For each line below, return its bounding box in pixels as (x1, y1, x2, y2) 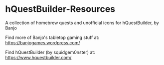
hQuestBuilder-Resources (5, 3, 116, 15)
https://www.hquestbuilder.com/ (5, 54, 72, 60)
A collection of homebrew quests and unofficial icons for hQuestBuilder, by (5, 20, 160, 26)
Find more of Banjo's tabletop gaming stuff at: (5, 34, 100, 40)
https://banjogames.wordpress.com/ (5, 39, 80, 45)
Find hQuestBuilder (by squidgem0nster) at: (5, 49, 96, 55)
